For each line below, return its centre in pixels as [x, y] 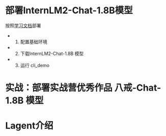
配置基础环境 [34, 42]
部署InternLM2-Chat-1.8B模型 [69, 10]
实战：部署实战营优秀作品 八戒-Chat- [83, 88]
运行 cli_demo [35, 65]
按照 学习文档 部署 [23, 25]
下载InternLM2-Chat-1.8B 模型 [52, 53]
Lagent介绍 [29, 126]
